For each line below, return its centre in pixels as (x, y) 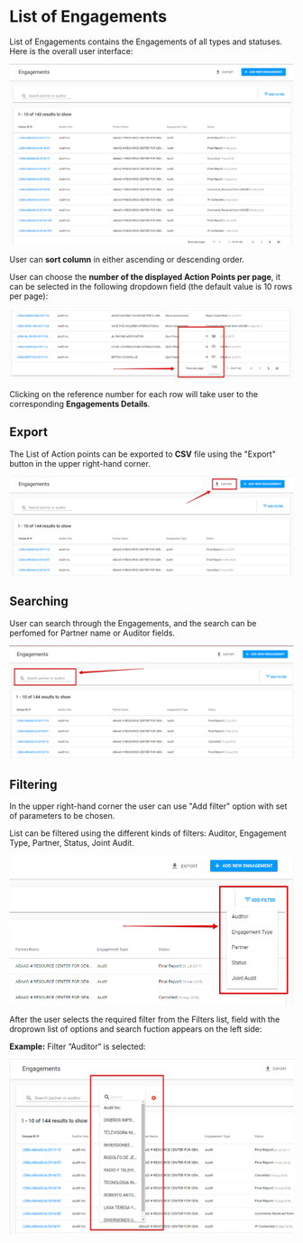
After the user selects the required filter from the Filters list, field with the (145, 1020)
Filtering (33, 784)
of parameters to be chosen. (62, 816)
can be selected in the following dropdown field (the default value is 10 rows (151, 287)
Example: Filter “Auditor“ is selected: (78, 1047)
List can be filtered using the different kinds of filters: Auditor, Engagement (148, 833)
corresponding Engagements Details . (80, 404)
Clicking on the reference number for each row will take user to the (134, 394)
